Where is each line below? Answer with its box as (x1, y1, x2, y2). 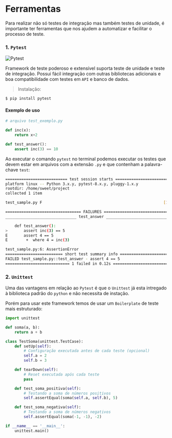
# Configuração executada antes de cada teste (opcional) (24, 348, 150, 353)
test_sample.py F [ (5, 200, 166, 205)
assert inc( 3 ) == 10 (14, 147, 58, 152)
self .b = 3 (24, 358, 47, 363)
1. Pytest (5, 44, 27, 51)
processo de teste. (5, 31, 45, 37)
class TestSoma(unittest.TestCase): (5, 339, 83, 344)
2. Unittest (5, 273, 33, 280)
